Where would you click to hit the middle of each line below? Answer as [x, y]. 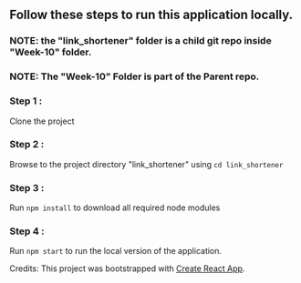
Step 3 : [27, 187]
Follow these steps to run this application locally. [151, 15]
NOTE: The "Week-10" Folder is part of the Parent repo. [135, 76]
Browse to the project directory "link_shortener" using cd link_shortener [146, 164]
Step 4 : [27, 231]
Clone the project [42, 121]
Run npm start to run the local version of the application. [115, 251]
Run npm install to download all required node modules [115, 207]
